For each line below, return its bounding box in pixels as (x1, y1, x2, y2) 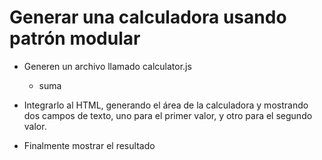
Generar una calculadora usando (9, 6, 287, 29)
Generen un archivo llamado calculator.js (23, 60, 192, 72)
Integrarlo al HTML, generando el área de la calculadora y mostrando (23, 99, 309, 111)
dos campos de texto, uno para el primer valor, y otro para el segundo (23, 109, 313, 121)
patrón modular (9, 27, 141, 50)
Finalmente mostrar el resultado (23, 139, 156, 151)
